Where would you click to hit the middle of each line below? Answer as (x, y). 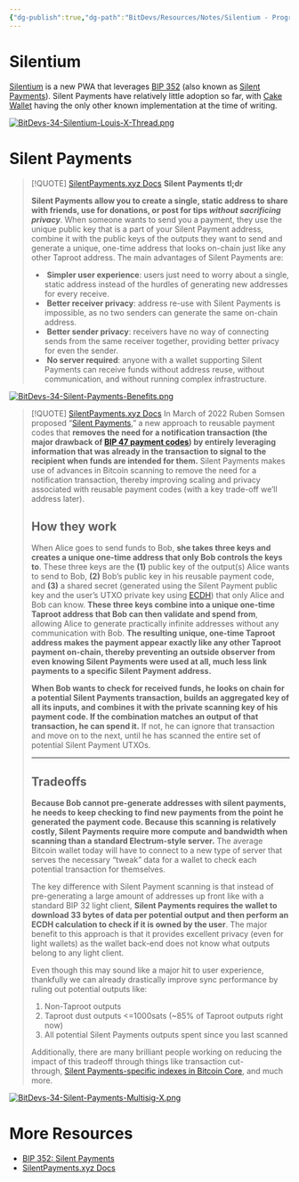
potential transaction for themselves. (98, 869)
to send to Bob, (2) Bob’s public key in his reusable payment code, (152, 577)
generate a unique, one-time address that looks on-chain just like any (158, 248)
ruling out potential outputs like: (89, 989)
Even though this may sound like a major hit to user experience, (147, 970)
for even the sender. (81, 350)
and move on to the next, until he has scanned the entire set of (145, 735)
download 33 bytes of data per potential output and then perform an (160, 915)
